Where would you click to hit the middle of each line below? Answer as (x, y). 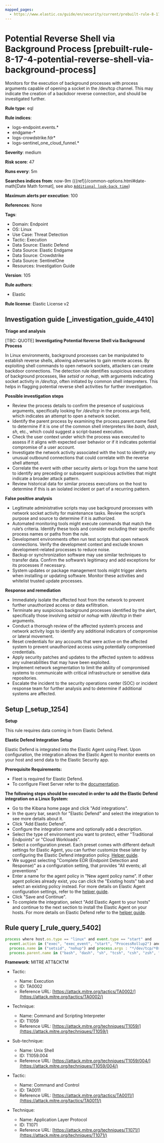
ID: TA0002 (31, 987)
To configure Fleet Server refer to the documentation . (66, 784)
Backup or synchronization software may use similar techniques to (79, 555)
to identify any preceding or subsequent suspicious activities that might (84, 473)
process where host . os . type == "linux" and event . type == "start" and (78, 939)
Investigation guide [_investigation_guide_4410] (80, 319)
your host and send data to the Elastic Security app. (57, 760)
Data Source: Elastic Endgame (42, 250)
